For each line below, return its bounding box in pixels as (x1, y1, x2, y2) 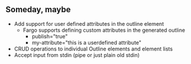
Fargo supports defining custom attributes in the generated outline (22, 26, 186, 33)
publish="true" (31, 32, 68, 40)
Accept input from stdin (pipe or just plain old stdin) (14, 51, 140, 58)
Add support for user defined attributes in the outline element (14, 20, 164, 27)
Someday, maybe (5, 5, 71, 15)
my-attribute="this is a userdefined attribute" (31, 39, 142, 46)
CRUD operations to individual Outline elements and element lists (14, 45, 173, 52)
